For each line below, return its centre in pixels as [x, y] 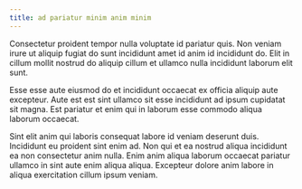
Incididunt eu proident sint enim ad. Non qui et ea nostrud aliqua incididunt [148, 146]
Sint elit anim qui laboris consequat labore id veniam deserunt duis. [134, 136]
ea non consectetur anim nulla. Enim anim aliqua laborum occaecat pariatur [150, 156]
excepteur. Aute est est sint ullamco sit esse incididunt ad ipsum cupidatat [147, 99]
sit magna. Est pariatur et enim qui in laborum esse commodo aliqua [136, 109]
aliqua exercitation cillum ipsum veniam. [84, 175]
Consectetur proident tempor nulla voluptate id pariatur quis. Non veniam [146, 43]
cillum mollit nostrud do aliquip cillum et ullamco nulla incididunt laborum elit [151, 62]
